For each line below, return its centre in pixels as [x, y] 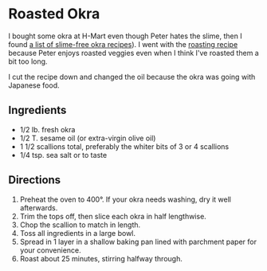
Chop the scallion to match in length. [80, 225]
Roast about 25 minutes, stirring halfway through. [101, 258]
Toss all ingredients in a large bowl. [78, 233]
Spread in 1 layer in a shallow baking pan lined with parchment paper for [138, 242]
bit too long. [28, 61]
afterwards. [39, 207]
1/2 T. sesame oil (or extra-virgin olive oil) [88, 138]
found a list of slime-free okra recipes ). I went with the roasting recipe [123, 44]
